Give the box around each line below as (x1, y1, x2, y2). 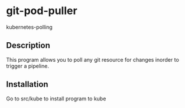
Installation (6, 79, 48, 89)
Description (6, 41, 50, 50)
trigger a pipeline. (6, 62, 49, 69)
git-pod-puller (6, 4, 78, 18)
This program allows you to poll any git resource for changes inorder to (6, 56, 179, 63)
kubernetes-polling (6, 23, 53, 31)
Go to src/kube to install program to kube (6, 95, 106, 102)
